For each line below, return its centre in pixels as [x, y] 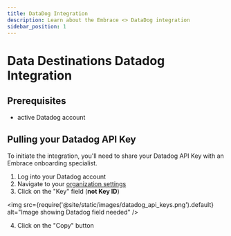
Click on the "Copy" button [56, 226]
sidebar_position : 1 [37, 26]
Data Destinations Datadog [86, 61]
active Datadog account [51, 118]
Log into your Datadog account [61, 176]
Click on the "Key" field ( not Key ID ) [68, 192]
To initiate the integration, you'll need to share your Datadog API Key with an [116, 156]
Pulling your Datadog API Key [72, 139]
